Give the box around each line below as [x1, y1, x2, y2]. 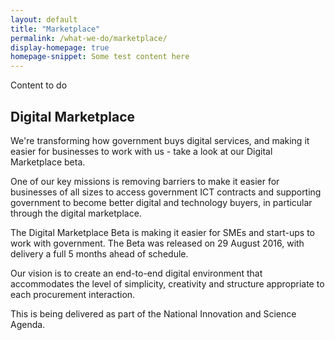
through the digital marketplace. [10, 207, 142, 219]
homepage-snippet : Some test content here [10, 52, 190, 62]
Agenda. [10, 318, 46, 330]
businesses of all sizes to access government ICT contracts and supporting [10, 186, 322, 198]
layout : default [10, 14, 78, 25]
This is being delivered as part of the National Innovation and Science [10, 307, 297, 320]
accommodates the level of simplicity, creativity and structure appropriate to [10, 277, 325, 290]
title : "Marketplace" [10, 24, 101, 34]
